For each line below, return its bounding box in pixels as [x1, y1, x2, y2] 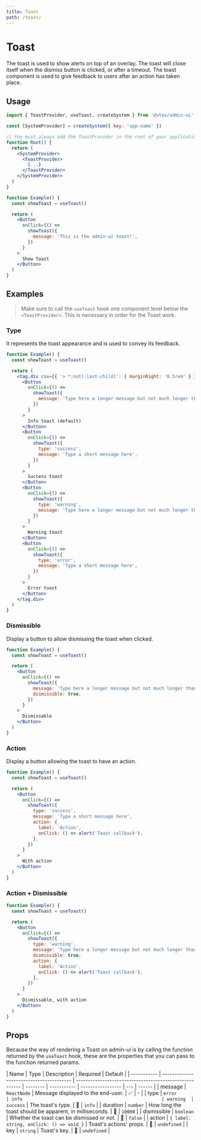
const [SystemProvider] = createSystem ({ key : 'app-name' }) [6, 123, 162, 129]
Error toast [28, 585, 58, 591]
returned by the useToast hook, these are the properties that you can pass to [6, 1053, 195, 1060]
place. [6, 79, 22, 86]
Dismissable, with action [22, 997, 87, 1003]
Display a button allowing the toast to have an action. [6, 758, 136, 765]
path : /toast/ [6, 14, 42, 20]
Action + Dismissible [6, 889, 68, 897]
